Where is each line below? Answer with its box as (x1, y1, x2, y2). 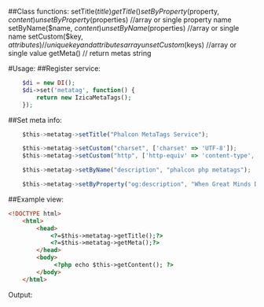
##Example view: (8, 194, 64, 204)
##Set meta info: (8, 115, 63, 124)
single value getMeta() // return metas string (8, 49, 152, 57)
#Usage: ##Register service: (8, 64, 101, 73)
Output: (8, 290, 33, 299)
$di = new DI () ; (22, 79, 76, 87)
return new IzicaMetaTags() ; (36, 94, 132, 102)
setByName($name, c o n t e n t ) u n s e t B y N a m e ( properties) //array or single (8, 24, 240, 32)
